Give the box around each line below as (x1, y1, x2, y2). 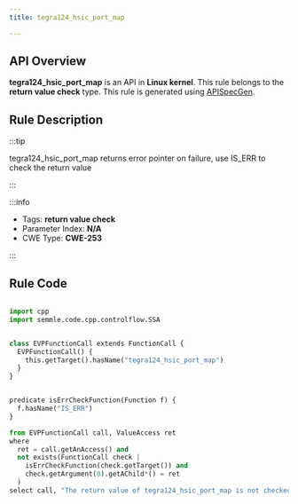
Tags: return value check (21, 214, 116, 224)
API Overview (9, 54, 87, 69)
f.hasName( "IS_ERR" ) (17, 405, 93, 413)
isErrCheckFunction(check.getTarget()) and (25, 461, 189, 470)
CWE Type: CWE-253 (21, 232, 103, 244)
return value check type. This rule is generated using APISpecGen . (9, 86, 255, 98)
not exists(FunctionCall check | (17, 453, 141, 462)
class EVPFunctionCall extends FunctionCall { (9, 339, 184, 348)
